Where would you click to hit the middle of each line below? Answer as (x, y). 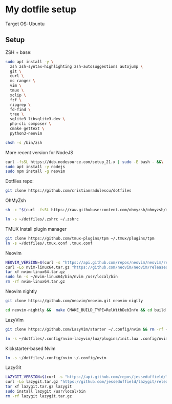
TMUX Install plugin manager (36, 229)
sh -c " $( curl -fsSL (27, 210)
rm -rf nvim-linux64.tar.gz (35, 282)
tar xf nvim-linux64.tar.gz (35, 272)
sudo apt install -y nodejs (35, 167)
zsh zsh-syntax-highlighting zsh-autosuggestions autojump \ (77, 66)
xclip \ (18, 95)
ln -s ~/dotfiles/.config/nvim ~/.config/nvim (56, 358)
